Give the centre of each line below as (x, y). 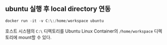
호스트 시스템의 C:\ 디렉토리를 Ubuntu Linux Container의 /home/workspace (79, 31)
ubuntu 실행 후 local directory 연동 (58, 9)
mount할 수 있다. (35, 37)
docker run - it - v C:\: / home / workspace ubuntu (54, 21)
